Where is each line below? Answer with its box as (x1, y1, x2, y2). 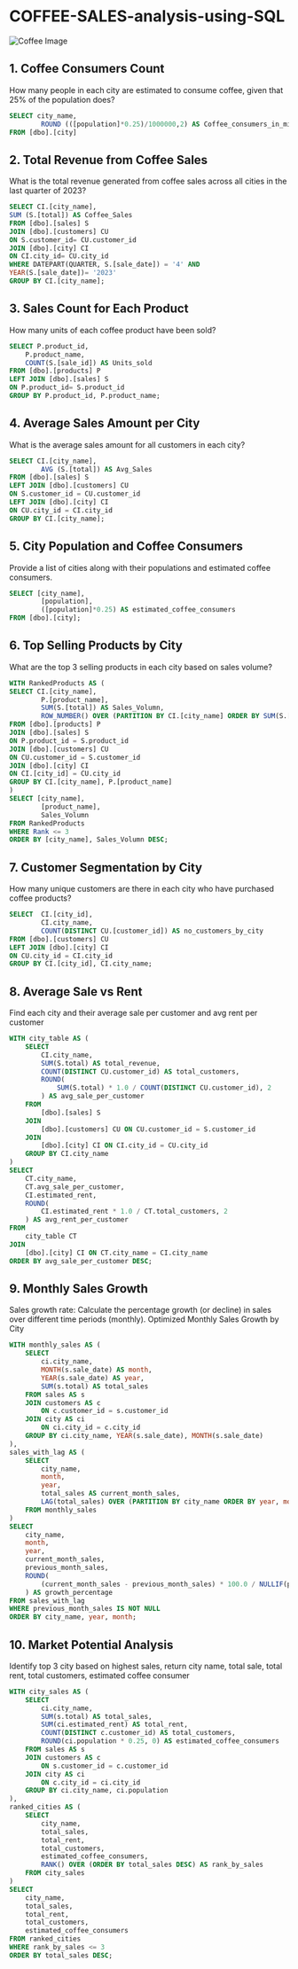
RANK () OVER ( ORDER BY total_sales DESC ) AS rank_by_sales (41, 1860, 264, 1870)
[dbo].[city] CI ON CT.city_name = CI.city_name (25, 1248, 208, 1257)
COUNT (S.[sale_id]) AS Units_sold (25, 358, 153, 367)
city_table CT (25, 1232, 77, 1241)
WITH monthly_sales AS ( (9, 1340, 101, 1349)
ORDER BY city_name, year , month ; (9, 1613, 137, 1621)
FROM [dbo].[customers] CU (9, 934, 109, 943)
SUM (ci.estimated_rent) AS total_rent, (41, 1720, 189, 1730)
